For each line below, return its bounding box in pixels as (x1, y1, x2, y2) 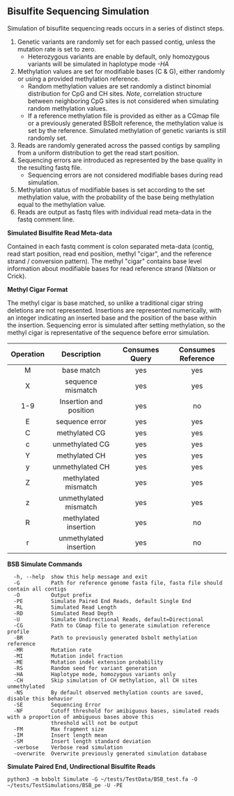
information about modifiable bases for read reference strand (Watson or (7, 264, 217, 272)
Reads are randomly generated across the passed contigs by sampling (17, 141, 221, 149)
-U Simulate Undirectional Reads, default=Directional (13, 616, 204, 623)
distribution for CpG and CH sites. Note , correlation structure (27, 89, 203, 97)
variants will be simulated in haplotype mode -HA (27, 59, 169, 68)
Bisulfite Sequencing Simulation (7, 6, 150, 17)
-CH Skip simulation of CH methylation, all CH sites (13, 677, 198, 684)
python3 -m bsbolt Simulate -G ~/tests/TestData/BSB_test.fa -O (7, 776, 198, 783)
